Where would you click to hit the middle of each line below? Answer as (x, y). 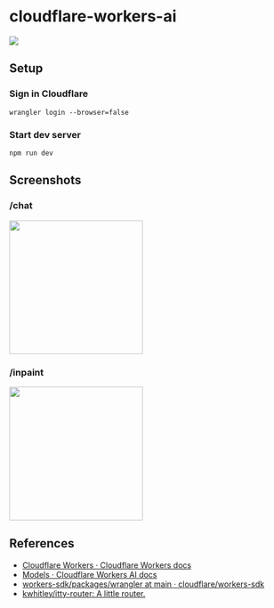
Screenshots (45, 180)
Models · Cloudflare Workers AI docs (89, 574)
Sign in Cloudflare (49, 93)
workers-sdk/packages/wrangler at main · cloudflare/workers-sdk (143, 584)
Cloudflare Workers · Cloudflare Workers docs (107, 565)
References (42, 543)
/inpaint (27, 372)
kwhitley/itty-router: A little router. (84, 593)
